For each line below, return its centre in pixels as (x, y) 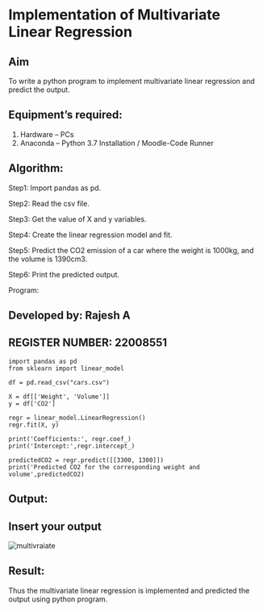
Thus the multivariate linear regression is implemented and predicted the (129, 590)
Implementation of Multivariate (114, 15)
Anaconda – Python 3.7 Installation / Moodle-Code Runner (117, 143)
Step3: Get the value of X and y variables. (77, 219)
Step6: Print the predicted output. (64, 274)
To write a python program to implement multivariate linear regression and (132, 81)
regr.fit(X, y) (34, 425)
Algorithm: (36, 168)
